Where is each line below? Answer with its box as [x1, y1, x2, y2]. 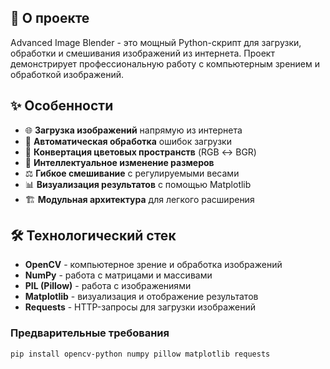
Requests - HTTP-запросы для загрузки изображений [24, 301, 257, 313]
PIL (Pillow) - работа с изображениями [24, 280, 192, 292]
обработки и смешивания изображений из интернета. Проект [10, 47, 275, 59]
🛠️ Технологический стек [10, 227, 177, 245]
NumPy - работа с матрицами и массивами [24, 269, 213, 281]
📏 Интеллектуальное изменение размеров [24, 156, 215, 168]
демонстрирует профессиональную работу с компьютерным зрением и [10, 57, 320, 70]
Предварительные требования [10, 326, 170, 340]
